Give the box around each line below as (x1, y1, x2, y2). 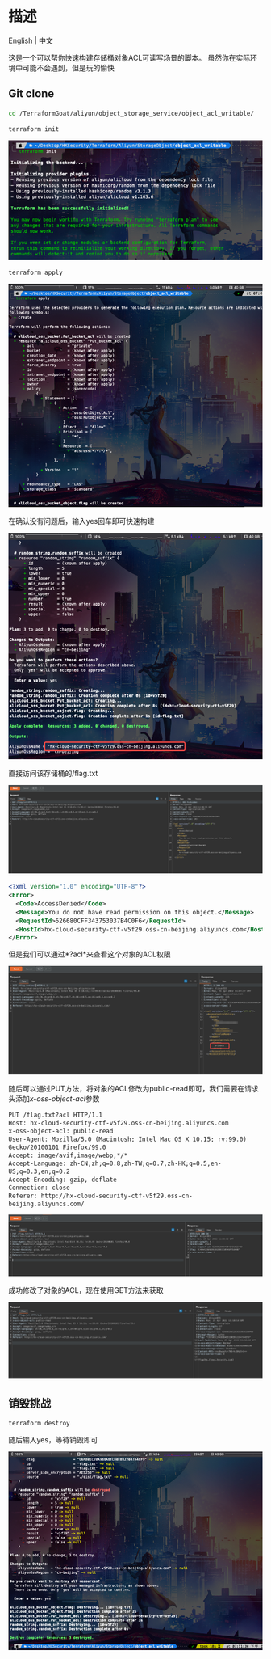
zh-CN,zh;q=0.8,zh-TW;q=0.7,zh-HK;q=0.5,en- (69, 1159, 222, 1167)
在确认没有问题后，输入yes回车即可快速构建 (8, 517, 155, 526)
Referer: (8, 1192, 38, 1200)
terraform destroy (8, 1420, 70, 1428)
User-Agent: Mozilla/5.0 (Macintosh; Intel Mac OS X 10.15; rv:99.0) (8, 1135, 248, 1143)
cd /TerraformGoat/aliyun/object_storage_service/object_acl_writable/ (8, 109, 254, 117)
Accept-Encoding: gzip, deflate (8, 1176, 117, 1184)
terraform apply (8, 268, 63, 277)
